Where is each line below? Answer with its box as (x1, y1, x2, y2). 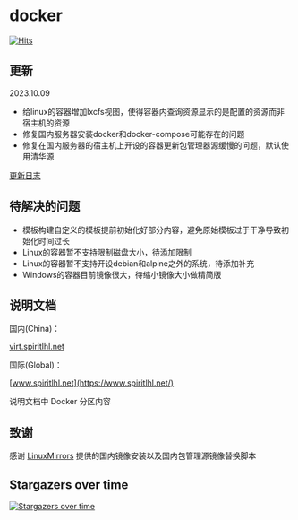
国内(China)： (9, 324, 61, 334)
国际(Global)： (9, 360, 63, 370)
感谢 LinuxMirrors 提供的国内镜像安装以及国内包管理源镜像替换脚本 (9, 450, 257, 462)
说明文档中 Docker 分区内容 (9, 396, 112, 407)
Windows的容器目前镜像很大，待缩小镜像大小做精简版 (21, 269, 222, 280)
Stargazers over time (9, 477, 129, 492)
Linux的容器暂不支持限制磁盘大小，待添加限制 (21, 247, 192, 257)
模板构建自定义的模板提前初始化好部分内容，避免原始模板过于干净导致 (21, 224, 282, 235)
